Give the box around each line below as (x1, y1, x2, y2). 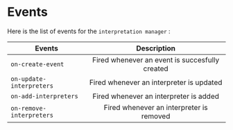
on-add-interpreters (10, 92, 78, 100)
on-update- (10, 75, 46, 83)
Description (136, 43, 175, 53)
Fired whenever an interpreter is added (92, 91, 220, 101)
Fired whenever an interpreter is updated (89, 77, 223, 87)
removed (141, 111, 171, 121)
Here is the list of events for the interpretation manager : (7, 27, 171, 35)
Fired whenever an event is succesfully (92, 55, 220, 64)
